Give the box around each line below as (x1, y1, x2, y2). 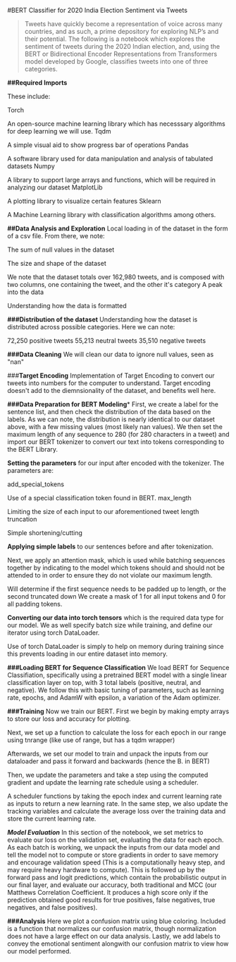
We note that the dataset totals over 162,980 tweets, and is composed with (7, 273, 225, 281)
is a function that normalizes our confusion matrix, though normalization (7, 925, 217, 932)
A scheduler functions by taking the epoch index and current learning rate (7, 792, 222, 800)
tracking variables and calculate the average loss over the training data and (7, 807, 226, 815)
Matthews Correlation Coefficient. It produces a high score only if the (7, 888, 209, 896)
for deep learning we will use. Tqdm (7, 127, 111, 135)
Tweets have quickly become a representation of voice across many (24, 20, 223, 28)
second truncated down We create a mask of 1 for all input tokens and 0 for (7, 592, 226, 600)
